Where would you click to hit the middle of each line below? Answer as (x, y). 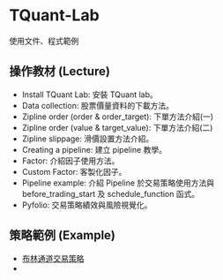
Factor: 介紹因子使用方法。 (71, 161)
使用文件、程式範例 (44, 41)
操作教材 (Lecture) (59, 72)
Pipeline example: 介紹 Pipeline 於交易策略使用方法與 (118, 183)
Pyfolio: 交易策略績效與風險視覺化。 (87, 205)
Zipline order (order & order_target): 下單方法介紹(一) (118, 117)
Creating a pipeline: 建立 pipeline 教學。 (94, 149)
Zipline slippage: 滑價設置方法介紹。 (88, 139)
